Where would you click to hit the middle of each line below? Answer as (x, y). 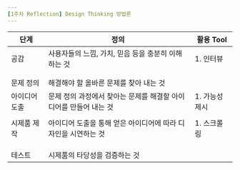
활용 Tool (212, 39)
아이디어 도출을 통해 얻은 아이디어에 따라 (112, 123)
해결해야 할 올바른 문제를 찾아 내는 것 (107, 83)
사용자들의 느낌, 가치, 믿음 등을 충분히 (108, 53)
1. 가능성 (209, 96)
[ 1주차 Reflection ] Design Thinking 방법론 (69, 14)
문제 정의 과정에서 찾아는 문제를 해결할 (109, 96)
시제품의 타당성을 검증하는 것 (94, 155)
